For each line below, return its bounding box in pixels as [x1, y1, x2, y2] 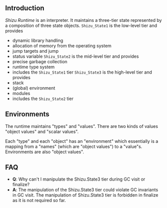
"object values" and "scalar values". [5, 128, 79, 134]
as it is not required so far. [12, 198, 66, 204]
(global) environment [12, 85, 56, 91]
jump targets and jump [12, 48, 59, 54]
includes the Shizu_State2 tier [12, 96, 74, 102]
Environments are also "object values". [5, 149, 84, 155]
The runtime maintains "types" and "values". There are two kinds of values [5, 123, 158, 129]
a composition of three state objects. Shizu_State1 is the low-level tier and [5, 22, 158, 28]
